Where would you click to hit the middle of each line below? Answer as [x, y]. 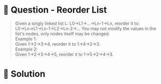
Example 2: [26, 49]
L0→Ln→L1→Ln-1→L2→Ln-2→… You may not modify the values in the [86, 28]
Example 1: [26, 39]
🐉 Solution [24, 74]
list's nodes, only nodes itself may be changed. [62, 34]
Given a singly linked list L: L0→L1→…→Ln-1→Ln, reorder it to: [77, 23]
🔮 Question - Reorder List [55, 10]
